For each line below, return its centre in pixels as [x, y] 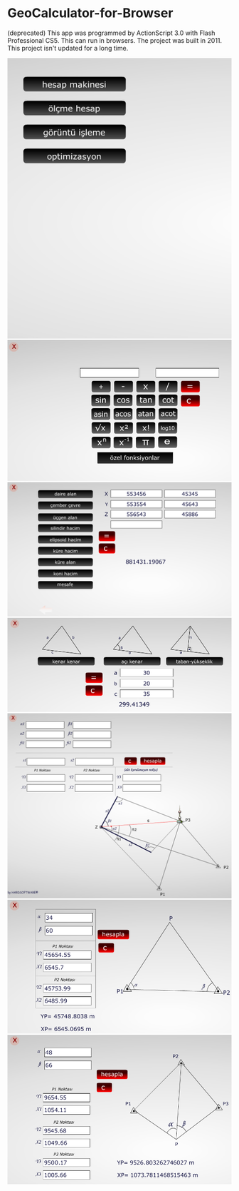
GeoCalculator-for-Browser [90, 13]
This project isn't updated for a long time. [68, 48]
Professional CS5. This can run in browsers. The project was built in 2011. [115, 40]
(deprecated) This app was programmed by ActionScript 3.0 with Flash [111, 33]
